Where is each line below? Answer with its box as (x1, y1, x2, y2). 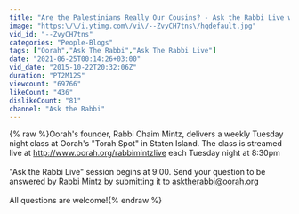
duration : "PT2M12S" (9, 71, 86, 80)
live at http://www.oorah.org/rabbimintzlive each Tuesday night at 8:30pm (9, 148, 280, 159)
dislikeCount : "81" (9, 95, 82, 105)
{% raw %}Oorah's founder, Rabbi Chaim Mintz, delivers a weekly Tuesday (9, 128, 284, 139)
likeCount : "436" (9, 87, 74, 96)
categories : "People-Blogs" (9, 37, 114, 47)
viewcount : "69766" (9, 79, 82, 88)
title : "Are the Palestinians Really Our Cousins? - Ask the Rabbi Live (9, 12, 285, 22)
